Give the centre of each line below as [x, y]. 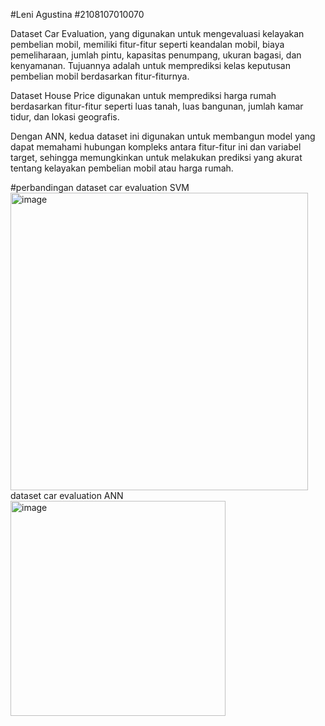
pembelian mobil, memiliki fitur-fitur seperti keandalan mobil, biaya [147, 44]
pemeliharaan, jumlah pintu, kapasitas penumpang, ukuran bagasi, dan [156, 55]
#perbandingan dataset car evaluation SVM [100, 187]
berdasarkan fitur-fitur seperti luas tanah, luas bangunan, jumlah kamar [157, 106]
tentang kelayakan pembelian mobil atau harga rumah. [122, 168]
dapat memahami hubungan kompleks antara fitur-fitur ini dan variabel [156, 147]
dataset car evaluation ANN [67, 495]
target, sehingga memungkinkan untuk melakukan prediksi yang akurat [156, 157]
